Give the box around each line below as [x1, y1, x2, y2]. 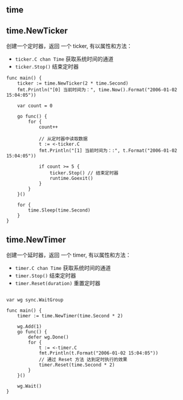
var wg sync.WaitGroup [6, 297, 64, 303]
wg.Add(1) [17, 323, 42, 330]
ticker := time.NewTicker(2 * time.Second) [17, 80, 129, 87]
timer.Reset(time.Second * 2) [38, 362, 115, 368]
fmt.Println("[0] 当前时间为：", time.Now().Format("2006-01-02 [17, 87, 178, 93]
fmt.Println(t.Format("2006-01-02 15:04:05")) [38, 350, 159, 356]
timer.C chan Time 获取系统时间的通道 [15, 264, 111, 272]
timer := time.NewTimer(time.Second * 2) [17, 313, 123, 319]
